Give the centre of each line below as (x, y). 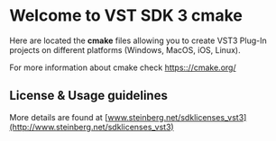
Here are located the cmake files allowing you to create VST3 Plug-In (138, 40)
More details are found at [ (59, 117)
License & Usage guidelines (89, 96)
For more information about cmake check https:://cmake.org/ (123, 67)
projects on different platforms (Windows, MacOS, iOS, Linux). (125, 49)
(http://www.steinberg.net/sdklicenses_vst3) (92, 127)
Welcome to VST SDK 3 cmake (126, 16)
